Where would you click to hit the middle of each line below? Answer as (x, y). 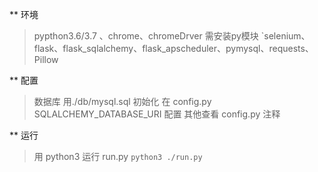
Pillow (46, 59)
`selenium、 (285, 36)
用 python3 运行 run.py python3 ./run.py (118, 156)
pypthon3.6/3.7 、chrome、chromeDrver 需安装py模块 (146, 36)
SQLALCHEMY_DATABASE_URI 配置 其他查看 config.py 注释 (157, 114)
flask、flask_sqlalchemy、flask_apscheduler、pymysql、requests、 (173, 48)
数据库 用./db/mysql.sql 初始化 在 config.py (122, 101)
